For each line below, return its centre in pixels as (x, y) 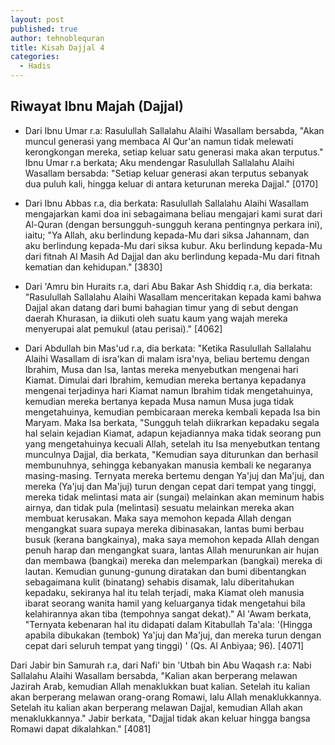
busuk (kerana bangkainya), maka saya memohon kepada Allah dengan (172, 539)
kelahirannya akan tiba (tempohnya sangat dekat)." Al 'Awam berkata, (168, 613)
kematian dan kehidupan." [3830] (93, 267)
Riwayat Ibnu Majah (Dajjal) (97, 106)
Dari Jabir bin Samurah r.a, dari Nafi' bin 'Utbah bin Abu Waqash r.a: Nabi (161, 665)
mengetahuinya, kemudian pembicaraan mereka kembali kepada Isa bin (172, 412)
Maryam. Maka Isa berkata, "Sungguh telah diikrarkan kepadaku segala (172, 422)
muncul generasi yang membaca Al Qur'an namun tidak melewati (159, 141)
